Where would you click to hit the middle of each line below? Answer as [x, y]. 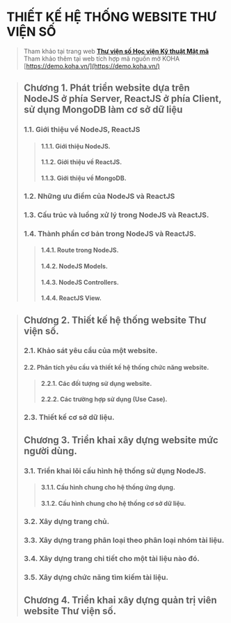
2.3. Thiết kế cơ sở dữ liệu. [69, 417]
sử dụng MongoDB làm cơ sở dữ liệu [103, 110]
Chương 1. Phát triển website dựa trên [107, 88]
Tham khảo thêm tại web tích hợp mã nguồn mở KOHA [102, 59]
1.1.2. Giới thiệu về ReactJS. [81, 162]
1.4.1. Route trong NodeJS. [80, 250]
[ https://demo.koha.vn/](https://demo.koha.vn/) [92, 66]
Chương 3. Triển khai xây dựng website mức [121, 440]
